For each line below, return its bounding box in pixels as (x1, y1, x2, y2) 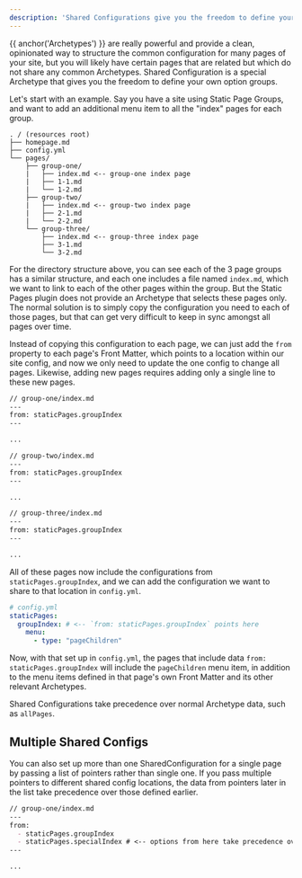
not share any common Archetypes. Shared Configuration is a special (9, 67, 267, 77)
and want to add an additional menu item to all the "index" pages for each (9, 102, 282, 113)
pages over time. (9, 321, 72, 332)
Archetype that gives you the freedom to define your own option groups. (9, 75, 279, 86)
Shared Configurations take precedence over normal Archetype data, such (9, 698, 286, 710)
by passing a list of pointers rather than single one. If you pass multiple (9, 767, 272, 778)
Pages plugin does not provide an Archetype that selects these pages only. (9, 292, 288, 303)
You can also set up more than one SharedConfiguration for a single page (9, 758, 282, 768)
